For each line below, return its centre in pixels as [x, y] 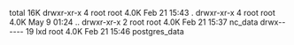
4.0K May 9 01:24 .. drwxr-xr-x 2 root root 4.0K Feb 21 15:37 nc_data [134, 22]
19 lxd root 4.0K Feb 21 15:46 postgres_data [104, 31]
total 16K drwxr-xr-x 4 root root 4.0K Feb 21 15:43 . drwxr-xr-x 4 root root [143, 13]
